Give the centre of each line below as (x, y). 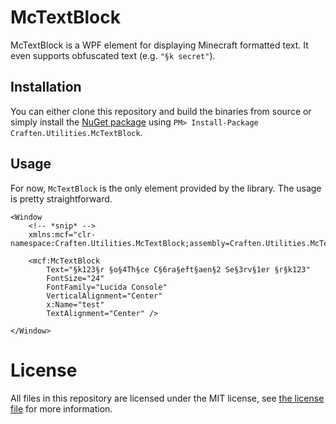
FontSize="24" (75, 278)
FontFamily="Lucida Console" (107, 287)
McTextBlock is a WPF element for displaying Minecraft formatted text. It (159, 45)
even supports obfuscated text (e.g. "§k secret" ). (113, 55)
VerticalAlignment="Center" (104, 296)
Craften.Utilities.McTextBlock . (76, 132)
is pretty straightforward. (61, 198)
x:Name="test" (75, 304)
